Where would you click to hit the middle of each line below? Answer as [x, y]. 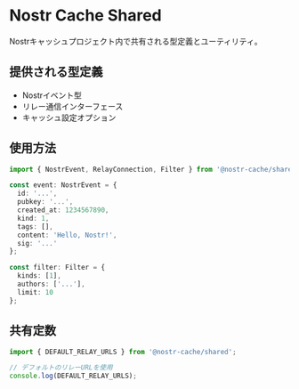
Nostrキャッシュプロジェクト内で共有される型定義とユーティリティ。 [136, 41]
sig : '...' [37, 243]
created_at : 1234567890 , [63, 210]
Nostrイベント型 [52, 95]
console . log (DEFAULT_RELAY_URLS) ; [73, 376]
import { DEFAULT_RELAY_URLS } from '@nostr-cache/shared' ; [123, 352]
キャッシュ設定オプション [69, 118]
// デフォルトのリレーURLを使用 [61, 368]
